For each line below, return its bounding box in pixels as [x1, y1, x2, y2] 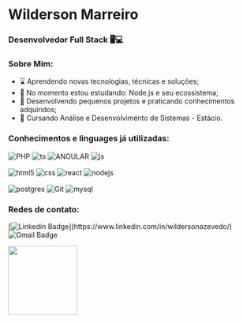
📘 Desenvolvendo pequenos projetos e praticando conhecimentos [19, 96, 235, 106]
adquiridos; [19, 105, 57, 115]
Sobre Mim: [8, 58, 54, 69]
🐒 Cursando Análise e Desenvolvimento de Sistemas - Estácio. [19, 113, 223, 123]
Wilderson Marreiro [8, 6, 139, 24]
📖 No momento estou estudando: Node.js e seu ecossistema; [19, 88, 219, 98]
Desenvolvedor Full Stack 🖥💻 [8, 34, 124, 45]
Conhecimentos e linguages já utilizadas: [8, 133, 170, 144]
